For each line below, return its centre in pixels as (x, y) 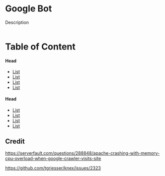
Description (17, 22)
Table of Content (41, 47)
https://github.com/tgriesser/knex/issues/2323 (53, 168)
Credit (15, 141)
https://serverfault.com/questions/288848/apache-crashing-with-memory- (82, 153)
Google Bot (29, 9)
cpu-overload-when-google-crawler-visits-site (53, 159)
